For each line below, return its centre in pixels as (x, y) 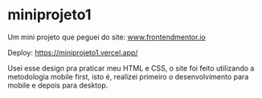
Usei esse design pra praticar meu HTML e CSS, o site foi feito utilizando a (131, 68)
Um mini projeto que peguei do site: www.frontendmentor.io (106, 37)
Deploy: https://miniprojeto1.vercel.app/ (73, 52)
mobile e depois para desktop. (58, 85)
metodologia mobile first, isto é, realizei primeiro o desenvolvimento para (128, 76)
